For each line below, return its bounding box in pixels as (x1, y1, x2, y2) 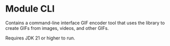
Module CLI (5, 3, 55, 15)
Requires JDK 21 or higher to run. (5, 35, 75, 41)
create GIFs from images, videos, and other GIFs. (5, 25, 109, 31)
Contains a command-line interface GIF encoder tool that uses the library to (5, 20, 165, 26)
